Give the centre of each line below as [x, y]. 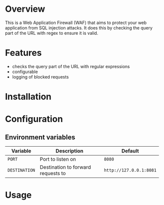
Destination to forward [65, 167]
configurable [25, 72]
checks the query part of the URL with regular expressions [71, 66]
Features [23, 53]
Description [70, 151]
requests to [53, 174]
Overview [25, 9]
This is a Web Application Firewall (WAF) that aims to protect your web [76, 23]
